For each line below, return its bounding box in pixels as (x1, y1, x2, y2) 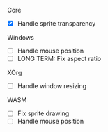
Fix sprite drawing (17, 109, 70, 117)
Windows (7, 33, 35, 42)
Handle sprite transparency (17, 19, 96, 27)
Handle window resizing (17, 82, 87, 90)
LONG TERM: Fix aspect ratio (17, 55, 102, 63)
